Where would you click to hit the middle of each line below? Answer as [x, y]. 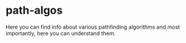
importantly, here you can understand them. [61, 33]
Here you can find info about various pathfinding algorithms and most [93, 27]
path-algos [34, 10]
